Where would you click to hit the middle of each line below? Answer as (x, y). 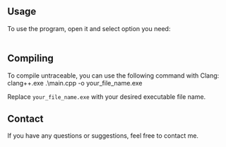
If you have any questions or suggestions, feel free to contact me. (103, 136)
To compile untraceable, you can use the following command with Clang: (113, 75)
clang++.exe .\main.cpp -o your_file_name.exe (75, 83)
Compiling (31, 58)
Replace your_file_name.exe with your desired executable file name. (107, 96)
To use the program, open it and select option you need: (89, 28)
